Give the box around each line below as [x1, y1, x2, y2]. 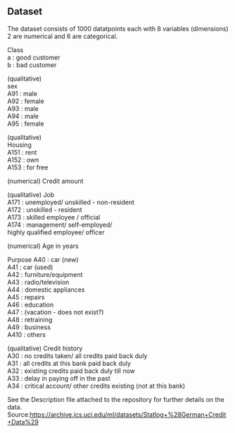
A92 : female [7, 97, 44, 105]
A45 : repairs [7, 292, 45, 301]
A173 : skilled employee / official [7, 213, 101, 221]
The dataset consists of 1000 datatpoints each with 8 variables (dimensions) [7, 24, 229, 32]
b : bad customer [7, 60, 57, 69]
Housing [7, 141, 32, 149]
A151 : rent [7, 148, 37, 156]
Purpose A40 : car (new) [7, 255, 79, 263]
